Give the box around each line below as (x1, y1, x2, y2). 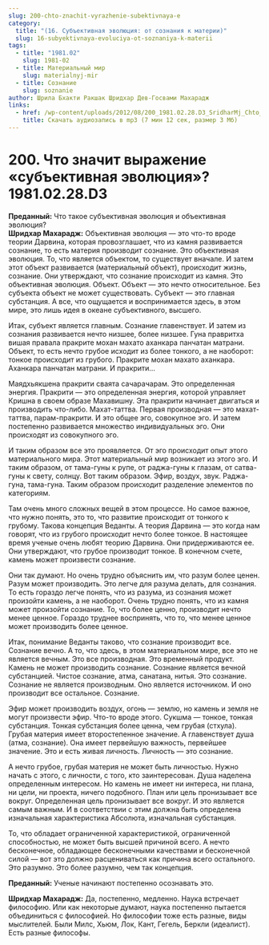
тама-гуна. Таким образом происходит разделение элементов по (27, 479, 254, 489)
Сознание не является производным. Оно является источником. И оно (8, 679, 252, 689)
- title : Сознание (15, 79, 78, 87)
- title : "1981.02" (15, 49, 81, 57)
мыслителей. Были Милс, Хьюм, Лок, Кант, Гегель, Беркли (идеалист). (8, 919, 251, 929)
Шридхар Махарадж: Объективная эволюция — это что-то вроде (8, 228, 236, 237)
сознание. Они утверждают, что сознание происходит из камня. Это (8, 270, 243, 281)
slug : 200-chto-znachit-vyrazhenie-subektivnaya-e (8, 11, 181, 20)
